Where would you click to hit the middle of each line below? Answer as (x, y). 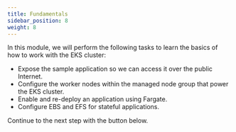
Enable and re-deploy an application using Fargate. (92, 99)
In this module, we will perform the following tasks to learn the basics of (113, 48)
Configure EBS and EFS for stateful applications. (88, 107)
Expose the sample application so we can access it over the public (115, 69)
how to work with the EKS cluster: (57, 55)
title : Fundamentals (38, 14)
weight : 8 (22, 27)
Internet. (30, 76)
